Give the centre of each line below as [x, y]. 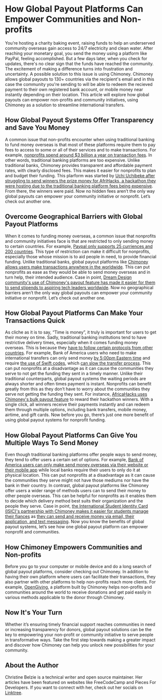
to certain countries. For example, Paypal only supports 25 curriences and [79, 246]
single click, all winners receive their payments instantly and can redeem [77, 404]
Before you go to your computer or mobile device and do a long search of [78, 566]
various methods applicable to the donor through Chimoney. [65, 597]
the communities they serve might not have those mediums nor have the [77, 480]
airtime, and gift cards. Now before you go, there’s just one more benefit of [79, 415]
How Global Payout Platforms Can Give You [71, 435]
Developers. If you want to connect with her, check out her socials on [74, 687]
